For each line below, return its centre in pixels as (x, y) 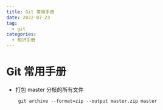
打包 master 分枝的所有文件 (49, 89)
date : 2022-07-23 (28, 18)
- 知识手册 (24, 40)
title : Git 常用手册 (30, 12)
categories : (21, 34)
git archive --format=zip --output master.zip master (88, 101)
